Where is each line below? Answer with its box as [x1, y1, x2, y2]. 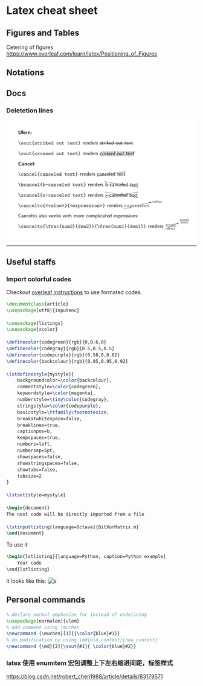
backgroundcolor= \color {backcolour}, [17, 377, 112, 383]
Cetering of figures [6, 43, 54, 51]
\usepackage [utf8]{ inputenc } [6, 307, 80, 313]
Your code [17, 560, 42, 566]
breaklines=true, [17, 422, 61, 428]
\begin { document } [6, 505, 50, 511]
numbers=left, [17, 441, 53, 447]
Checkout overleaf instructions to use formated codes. [6, 288, 143, 296]
